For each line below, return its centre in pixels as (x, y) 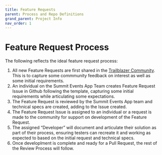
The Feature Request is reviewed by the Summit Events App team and (82, 102)
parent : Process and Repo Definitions (44, 14)
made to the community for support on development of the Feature (80, 117)
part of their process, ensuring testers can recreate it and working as (81, 133)
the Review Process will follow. (43, 148)
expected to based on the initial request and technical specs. (73, 138)
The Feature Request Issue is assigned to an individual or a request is (82, 112)
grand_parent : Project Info (34, 19)
